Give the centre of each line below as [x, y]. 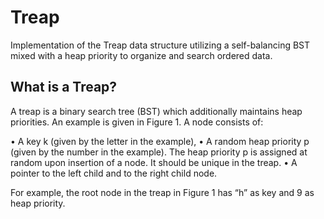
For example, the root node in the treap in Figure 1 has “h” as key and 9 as [162, 192]
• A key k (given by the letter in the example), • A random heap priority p [160, 141]
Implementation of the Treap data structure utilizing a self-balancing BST [160, 45]
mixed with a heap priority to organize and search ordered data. [141, 55]
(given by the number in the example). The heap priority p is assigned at [159, 152]
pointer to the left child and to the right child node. [114, 173]
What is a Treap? [64, 87]
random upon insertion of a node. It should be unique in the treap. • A [154, 162]
